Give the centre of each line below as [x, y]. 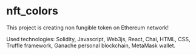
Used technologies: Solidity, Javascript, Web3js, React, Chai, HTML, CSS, [98, 39]
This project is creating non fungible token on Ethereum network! [87, 27]
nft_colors [32, 11]
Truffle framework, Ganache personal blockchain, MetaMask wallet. [91, 45]
